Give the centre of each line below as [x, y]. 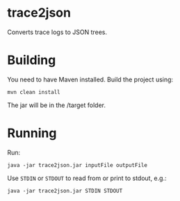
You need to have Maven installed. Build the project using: [90, 79]
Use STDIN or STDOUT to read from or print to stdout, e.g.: [87, 178]
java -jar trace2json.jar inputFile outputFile [77, 165]
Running [32, 133]
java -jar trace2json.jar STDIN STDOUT [65, 191]
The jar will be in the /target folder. [57, 105]
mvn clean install [34, 92]
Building [32, 60]
